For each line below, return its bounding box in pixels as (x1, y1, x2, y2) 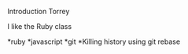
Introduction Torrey (7, 7, 70, 16)
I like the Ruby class (7, 22, 72, 31)
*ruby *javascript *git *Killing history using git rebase (7, 37, 181, 46)
